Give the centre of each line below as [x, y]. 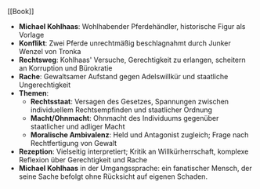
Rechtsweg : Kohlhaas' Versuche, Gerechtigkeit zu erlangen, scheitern [132, 60]
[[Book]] [21, 11]
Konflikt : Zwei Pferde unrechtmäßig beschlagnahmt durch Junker [125, 43]
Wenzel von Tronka [50, 51]
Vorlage [31, 35]
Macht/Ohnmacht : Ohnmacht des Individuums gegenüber [125, 118]
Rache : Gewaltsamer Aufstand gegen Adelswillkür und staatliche [123, 76]
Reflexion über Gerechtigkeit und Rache [83, 160]
